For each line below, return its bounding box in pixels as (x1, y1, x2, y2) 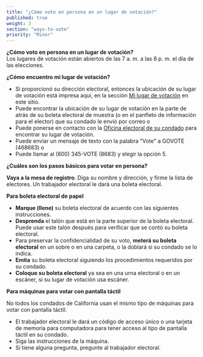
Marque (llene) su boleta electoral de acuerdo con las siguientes (15, 205, 179, 212)
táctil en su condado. (15, 331, 68, 339)
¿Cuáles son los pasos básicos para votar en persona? (6, 162, 148, 170)
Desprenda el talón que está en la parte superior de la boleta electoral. (15, 217, 194, 225)
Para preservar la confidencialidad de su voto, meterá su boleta (15, 237, 177, 244)
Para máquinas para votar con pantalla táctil (6, 288, 121, 295)
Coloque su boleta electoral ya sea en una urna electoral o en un (15, 269, 180, 277)
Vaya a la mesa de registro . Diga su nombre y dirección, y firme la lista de (6, 174, 193, 181)
